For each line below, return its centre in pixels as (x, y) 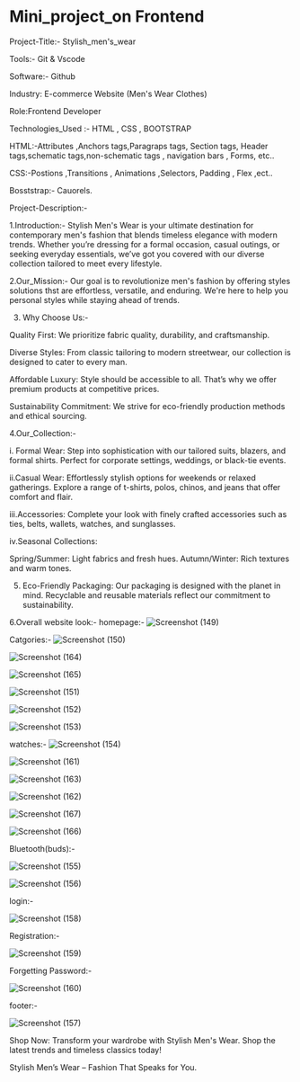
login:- (22, 900)
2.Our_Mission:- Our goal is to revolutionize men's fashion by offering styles (150, 281)
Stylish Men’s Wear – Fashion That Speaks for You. (103, 1067)
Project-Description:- (49, 208)
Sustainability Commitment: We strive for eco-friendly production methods (147, 406)
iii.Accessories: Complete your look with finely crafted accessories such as (148, 514)
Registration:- (35, 935)
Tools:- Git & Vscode (47, 58)
